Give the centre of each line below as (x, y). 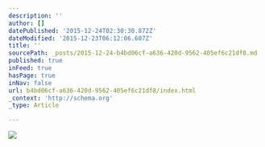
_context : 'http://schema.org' (61, 98)
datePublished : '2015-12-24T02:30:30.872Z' (83, 31)
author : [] (27, 23)
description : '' (35, 16)
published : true (35, 61)
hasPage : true (32, 76)
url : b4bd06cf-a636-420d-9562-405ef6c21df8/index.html (102, 90)
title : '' (25, 46)
